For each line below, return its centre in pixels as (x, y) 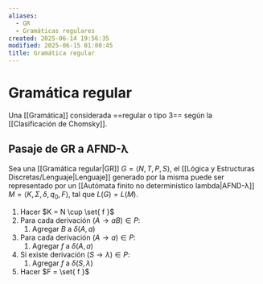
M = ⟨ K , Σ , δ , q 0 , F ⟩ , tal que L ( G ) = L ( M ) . (73, 195)
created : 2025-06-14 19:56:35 (59, 38)
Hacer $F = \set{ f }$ (55, 271)
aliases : (23, 16)
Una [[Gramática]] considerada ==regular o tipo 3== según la (111, 115)
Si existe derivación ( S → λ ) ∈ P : (75, 254)
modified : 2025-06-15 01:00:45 (61, 46)
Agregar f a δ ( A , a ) (63, 245)
